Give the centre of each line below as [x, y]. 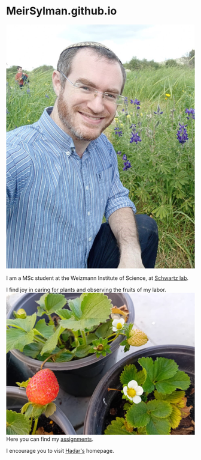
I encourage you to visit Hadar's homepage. [60, 450]
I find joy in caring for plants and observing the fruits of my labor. [86, 289]
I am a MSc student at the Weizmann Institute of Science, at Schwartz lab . [98, 278]
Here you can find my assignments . [50, 439]
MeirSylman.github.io [62, 11]
